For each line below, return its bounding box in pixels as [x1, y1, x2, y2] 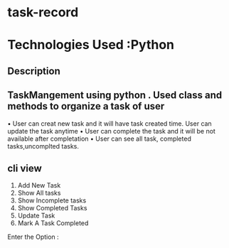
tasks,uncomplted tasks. [7, 141, 80, 150]
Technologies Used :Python [7, 37, 175, 53]
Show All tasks [17, 189, 61, 198]
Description [7, 65, 60, 77]
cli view [7, 162, 43, 174]
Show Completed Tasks [17, 204, 87, 212]
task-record [7, 4, 79, 21]
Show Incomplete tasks [17, 196, 87, 205]
